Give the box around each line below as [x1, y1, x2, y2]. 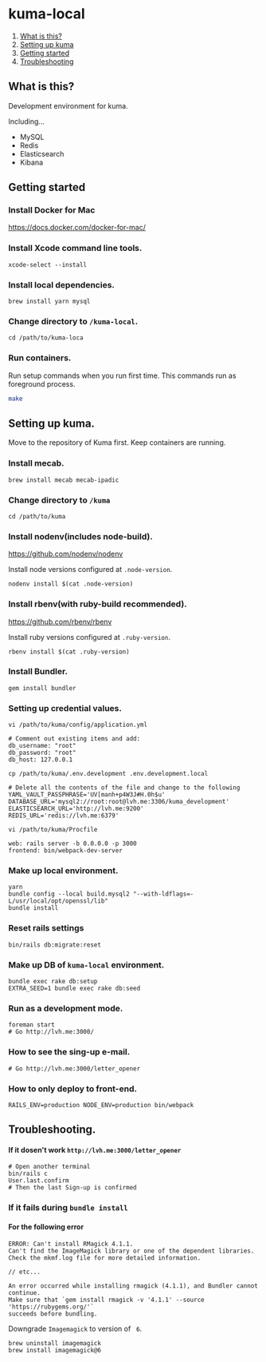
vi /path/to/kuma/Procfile [8, 826, 98, 834]
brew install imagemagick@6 [8, 1346, 102, 1354]
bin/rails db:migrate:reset [8, 940, 102, 949]
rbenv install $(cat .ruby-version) [8, 648, 130, 656]
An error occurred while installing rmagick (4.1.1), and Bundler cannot [8, 1281, 259, 1290]
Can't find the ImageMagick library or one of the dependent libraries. [8, 1247, 255, 1255]
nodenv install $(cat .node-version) [8, 580, 134, 588]
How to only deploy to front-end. [8, 1083, 138, 1094]
